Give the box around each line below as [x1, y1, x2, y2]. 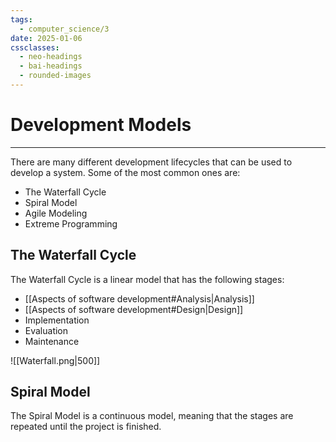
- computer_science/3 [19, 24, 110, 34]
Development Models [10, 114, 192, 136]
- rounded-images [19, 71, 92, 81]
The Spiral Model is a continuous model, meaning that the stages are [10, 410, 294, 422]
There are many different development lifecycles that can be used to [10, 156, 293, 168]
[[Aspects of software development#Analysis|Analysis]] [24, 292, 255, 305]
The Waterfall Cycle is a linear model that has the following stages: [10, 273, 285, 285]
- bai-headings [19, 61, 83, 71]
